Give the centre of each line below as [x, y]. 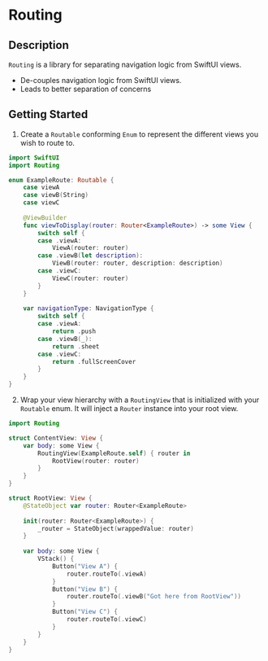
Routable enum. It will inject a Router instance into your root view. [129, 409]
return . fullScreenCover [94, 361]
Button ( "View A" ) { [84, 566]
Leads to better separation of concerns [86, 89]
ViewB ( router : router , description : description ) [137, 263]
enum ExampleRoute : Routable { [61, 180]
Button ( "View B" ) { [84, 589]
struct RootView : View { [50, 498]
